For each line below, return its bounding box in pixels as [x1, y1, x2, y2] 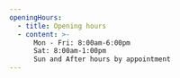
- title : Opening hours [17, 22, 106, 30]
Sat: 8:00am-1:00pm [32, 47, 106, 56]
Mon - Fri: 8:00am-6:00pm [32, 38, 130, 48]
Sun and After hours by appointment [32, 55, 171, 64]
